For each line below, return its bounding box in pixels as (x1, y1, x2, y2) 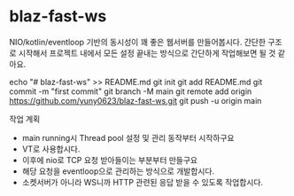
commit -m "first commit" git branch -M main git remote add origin (9, 86, 252, 97)
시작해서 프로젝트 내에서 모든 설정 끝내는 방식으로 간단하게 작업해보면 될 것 (18, 47, 276, 59)
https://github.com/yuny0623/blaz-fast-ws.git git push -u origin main (9, 95, 262, 106)
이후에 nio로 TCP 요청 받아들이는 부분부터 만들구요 (21, 154, 197, 165)
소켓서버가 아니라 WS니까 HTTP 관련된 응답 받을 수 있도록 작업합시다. (21, 176, 264, 187)
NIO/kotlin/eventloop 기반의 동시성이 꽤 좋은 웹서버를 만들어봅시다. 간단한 (9, 36, 267, 47)
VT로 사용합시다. (21, 144, 81, 154)
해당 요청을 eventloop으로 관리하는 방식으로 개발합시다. (21, 166, 215, 176)
